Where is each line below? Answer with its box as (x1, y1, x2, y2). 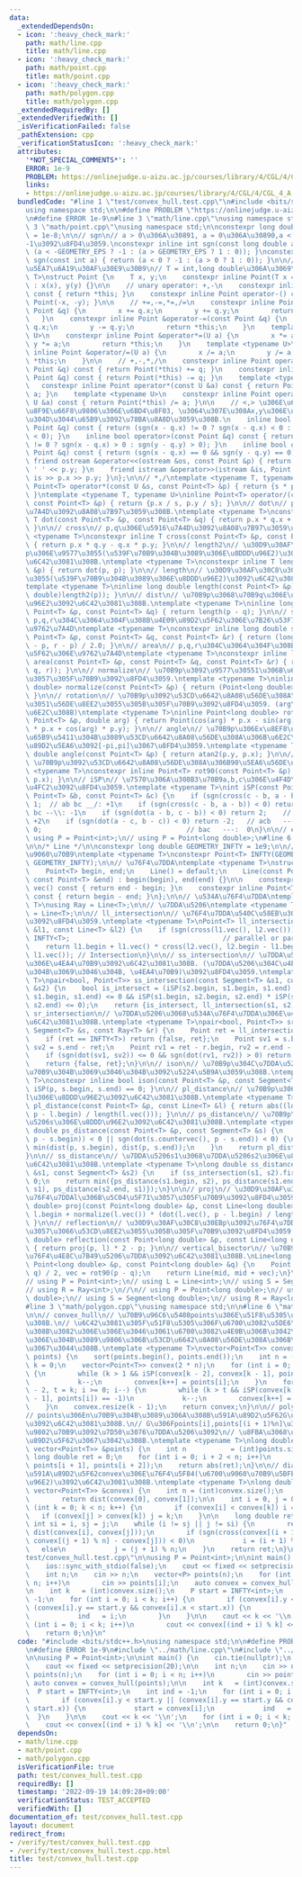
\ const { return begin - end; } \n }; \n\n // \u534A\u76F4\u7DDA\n (25, 892, 276, 901)
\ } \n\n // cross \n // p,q (25, 524, 119, 533)
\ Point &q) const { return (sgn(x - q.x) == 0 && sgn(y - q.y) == (25, 448, 283, 457)
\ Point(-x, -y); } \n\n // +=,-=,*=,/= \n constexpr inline (25, 298, 276, 307)
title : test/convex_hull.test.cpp (9, 1854, 139, 1863)
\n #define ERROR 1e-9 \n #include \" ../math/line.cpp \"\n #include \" (25, 1645, 283, 1655)
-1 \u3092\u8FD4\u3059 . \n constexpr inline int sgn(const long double (25, 239, 288, 248)
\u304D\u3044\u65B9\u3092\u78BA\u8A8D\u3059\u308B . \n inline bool (25, 415, 292, 424)
